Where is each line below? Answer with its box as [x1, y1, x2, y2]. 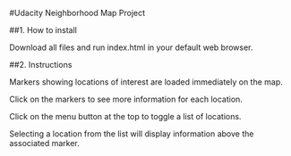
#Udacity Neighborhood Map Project [9, 8, 146, 18]
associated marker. [9, 138, 80, 148]
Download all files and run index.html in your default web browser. [9, 42, 253, 53]
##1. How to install [9, 25, 78, 35]
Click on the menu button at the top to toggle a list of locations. [9, 111, 242, 121]
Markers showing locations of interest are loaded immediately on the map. [9, 77, 284, 87]
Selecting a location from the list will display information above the [9, 128, 254, 139]
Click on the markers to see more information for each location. [9, 94, 244, 104]
